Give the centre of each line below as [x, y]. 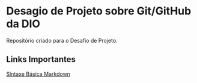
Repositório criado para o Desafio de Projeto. [62, 40]
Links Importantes [41, 59]
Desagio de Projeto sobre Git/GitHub [99, 11]
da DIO [23, 24]
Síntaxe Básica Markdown [38, 74]
